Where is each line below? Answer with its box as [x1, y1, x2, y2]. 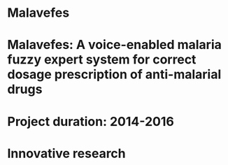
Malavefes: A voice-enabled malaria [7, 37, 222, 53]
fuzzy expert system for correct [7, 52, 197, 68]
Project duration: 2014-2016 [7, 113, 175, 129]
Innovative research [7, 145, 126, 162]
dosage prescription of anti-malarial [7, 66, 222, 82]
